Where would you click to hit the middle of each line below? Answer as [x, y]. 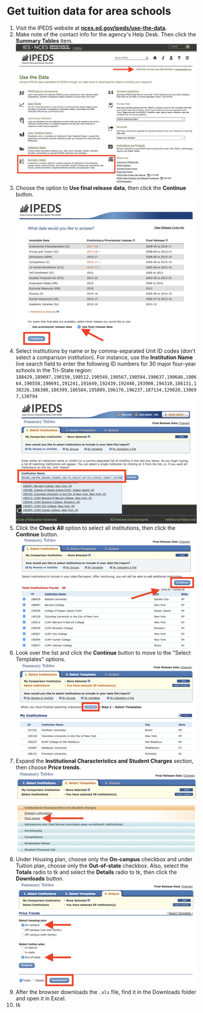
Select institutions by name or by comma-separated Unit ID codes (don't [105, 351]
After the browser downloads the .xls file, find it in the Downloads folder [106, 992]
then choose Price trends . [48, 767]
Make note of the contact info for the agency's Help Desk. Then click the [106, 34]
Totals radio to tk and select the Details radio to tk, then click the [96, 872]
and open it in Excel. [41, 998]
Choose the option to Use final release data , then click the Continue [101, 188]
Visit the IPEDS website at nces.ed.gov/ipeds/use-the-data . [91, 28]
